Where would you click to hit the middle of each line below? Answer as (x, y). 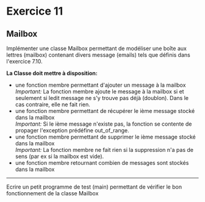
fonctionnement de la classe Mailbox (52, 193)
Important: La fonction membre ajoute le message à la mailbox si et (99, 92)
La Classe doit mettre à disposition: (52, 73)
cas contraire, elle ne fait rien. (52, 104)
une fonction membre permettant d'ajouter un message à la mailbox (100, 85)
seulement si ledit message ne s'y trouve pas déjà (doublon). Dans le (102, 98)
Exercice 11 (35, 11)
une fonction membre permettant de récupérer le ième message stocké (105, 111)
